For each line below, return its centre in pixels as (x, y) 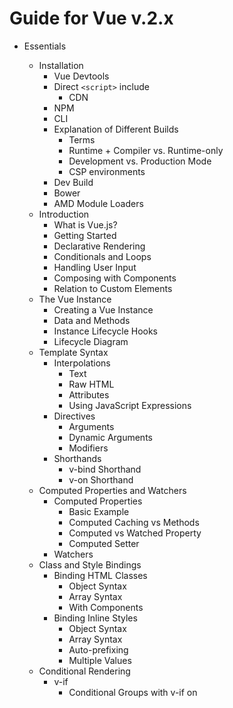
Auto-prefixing (98, 649)
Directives (74, 416)
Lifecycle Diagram (91, 341)
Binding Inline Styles (95, 618)
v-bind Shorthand (105, 469)
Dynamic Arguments (110, 437)
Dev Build (73, 182)
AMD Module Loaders (98, 203)
